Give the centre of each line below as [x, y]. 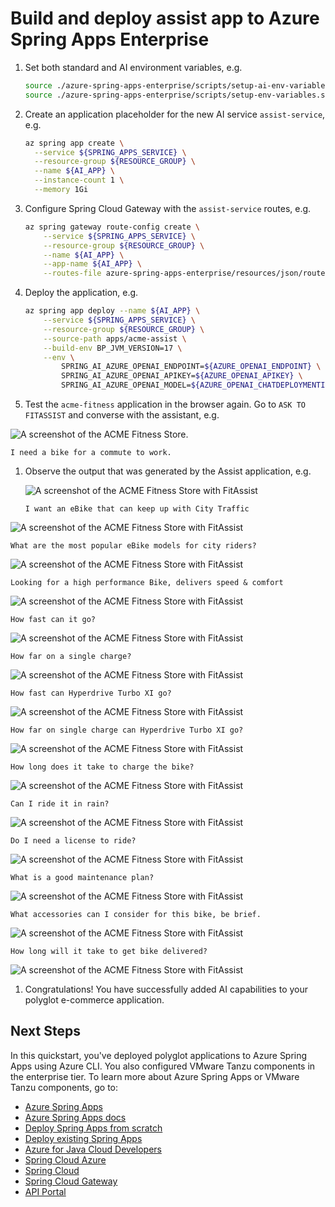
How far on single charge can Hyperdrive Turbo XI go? [127, 730]
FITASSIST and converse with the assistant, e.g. [122, 415]
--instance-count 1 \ [79, 180]
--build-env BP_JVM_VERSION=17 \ [113, 348]
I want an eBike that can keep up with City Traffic [137, 509]
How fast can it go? [53, 620]
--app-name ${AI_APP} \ [92, 264]
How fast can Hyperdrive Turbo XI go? [91, 693]
